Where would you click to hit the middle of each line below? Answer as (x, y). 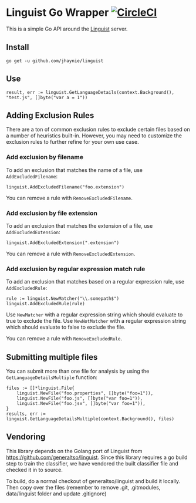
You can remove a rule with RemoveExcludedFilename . (70, 198)
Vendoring (26, 437)
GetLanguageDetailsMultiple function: (52, 377)
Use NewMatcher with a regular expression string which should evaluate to (94, 315)
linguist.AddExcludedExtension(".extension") (62, 243)
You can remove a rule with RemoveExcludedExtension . (71, 254)
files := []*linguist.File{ (40, 388)
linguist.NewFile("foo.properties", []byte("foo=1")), (85, 393)
